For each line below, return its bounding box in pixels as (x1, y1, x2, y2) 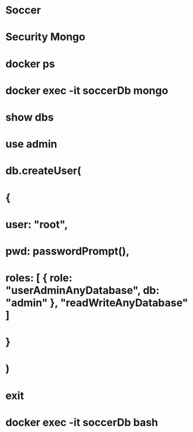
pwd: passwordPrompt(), (5, 244, 130, 258)
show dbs (5, 111, 54, 124)
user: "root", (5, 218, 68, 231)
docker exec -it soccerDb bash (5, 416, 158, 429)
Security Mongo (5, 30, 85, 44)
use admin (5, 138, 57, 151)
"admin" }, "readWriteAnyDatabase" (5, 296, 188, 310)
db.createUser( (5, 164, 81, 177)
